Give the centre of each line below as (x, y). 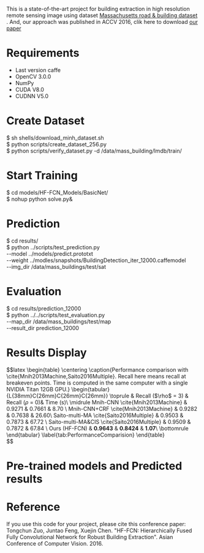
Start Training (42, 175)
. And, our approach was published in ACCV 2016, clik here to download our (102, 22)
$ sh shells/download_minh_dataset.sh (55, 138)
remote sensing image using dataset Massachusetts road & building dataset (102, 15)
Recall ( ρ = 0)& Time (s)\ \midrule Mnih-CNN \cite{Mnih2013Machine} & (97, 402)
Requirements (43, 53)
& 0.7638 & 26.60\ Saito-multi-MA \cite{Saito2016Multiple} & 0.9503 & (95, 415)
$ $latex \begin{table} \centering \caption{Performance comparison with (97, 369)
